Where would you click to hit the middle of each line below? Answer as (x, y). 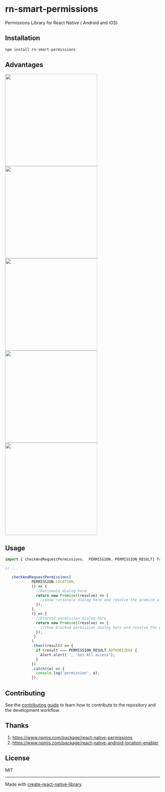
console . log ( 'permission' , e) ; (68, 673)
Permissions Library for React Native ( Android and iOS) (61, 23)
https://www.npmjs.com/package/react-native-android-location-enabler (85, 743)
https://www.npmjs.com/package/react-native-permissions (72, 737)
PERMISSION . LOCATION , (54, 581)
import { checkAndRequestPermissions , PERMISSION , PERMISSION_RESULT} (80, 559)
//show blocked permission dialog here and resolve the (98, 627)
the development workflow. (33, 710)
